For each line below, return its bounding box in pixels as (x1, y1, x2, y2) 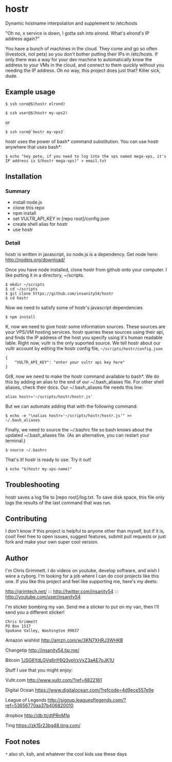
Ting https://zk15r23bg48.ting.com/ (5, 722, 81, 729)
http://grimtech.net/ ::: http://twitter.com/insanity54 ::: (5, 588, 119, 594)
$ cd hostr (5, 295, 29, 301)
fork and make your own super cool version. (5, 539, 99, 545)
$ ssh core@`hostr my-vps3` (5, 129, 66, 134)
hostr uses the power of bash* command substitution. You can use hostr (5, 138, 159, 144)
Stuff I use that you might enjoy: (5, 667, 73, 674)
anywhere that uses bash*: (5, 143, 63, 150)
